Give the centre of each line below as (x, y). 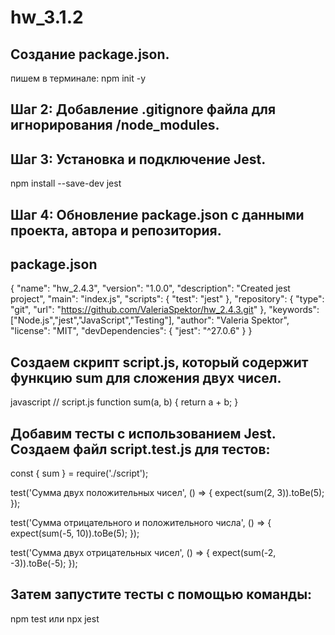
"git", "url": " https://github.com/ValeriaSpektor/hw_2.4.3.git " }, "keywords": (165, 310)
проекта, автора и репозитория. (116, 230)
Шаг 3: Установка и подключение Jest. (138, 159)
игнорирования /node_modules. (115, 125)
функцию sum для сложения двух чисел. (146, 377)
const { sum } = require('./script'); (79, 473)
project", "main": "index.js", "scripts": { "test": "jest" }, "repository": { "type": (167, 299)
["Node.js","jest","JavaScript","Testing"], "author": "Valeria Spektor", (150, 320)
